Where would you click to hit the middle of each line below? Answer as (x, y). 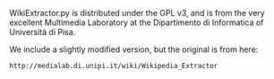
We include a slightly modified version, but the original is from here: (134, 49)
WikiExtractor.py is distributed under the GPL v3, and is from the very (137, 13)
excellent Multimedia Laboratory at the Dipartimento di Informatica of (137, 22)
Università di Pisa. (43, 32)
